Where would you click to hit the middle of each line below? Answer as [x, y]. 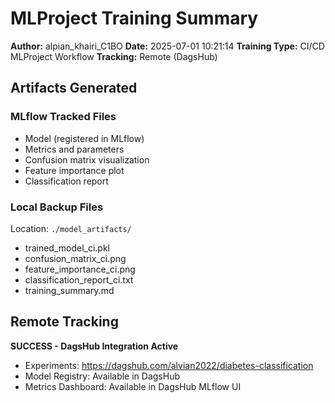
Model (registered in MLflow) [84, 138]
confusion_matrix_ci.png [75, 258]
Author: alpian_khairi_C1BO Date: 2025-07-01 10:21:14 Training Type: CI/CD [167, 46]
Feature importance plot [74, 170]
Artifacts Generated [74, 88]
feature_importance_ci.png [80, 269]
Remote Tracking [64, 322]
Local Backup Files [57, 207]
